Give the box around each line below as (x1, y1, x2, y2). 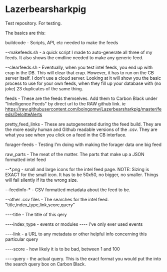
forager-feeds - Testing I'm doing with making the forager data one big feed (5, 142, 161, 148)
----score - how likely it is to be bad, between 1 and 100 (5, 246, 120, 252)
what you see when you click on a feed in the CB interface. (5, 131, 126, 138)
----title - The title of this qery (5, 211, 67, 217)
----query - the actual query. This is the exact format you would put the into (5, 255, 161, 261)
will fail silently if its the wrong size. (5, 177, 78, 183)
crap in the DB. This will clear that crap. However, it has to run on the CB (5, 69, 154, 76)
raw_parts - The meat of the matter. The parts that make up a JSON (5, 151, 145, 157)
